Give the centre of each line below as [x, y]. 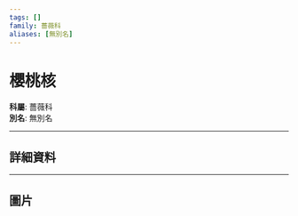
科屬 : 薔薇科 [31, 107]
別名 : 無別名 [31, 118]
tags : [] [25, 17]
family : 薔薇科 [35, 26]
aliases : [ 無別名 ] [41, 34]
